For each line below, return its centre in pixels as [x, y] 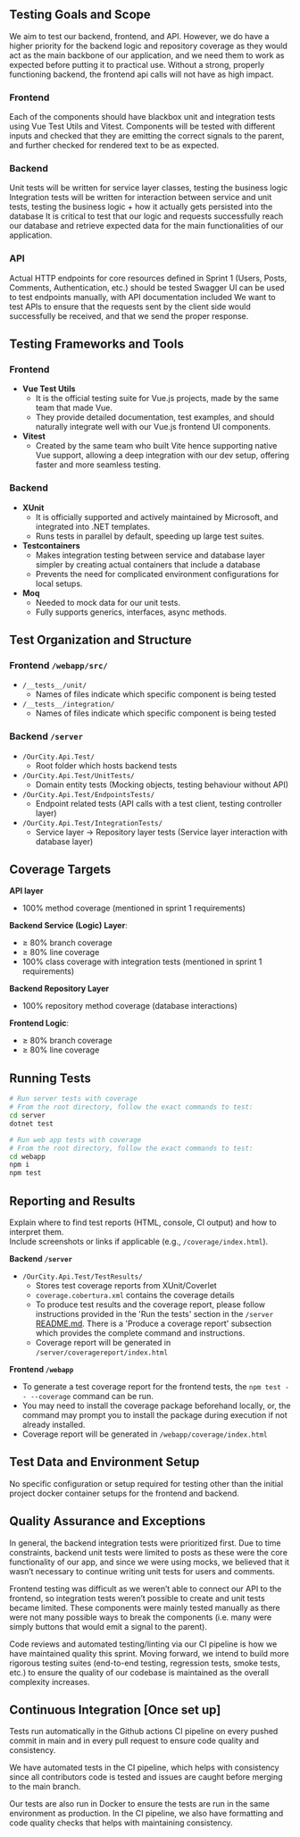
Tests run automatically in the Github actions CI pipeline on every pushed [144, 1732]
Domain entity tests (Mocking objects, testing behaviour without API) [162, 784]
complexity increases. [50, 1682]
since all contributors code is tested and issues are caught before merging [146, 1777]
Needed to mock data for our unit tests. [108, 602]
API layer [26, 891]
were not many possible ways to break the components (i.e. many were [141, 1617]
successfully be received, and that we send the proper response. [129, 315]
